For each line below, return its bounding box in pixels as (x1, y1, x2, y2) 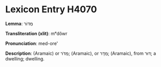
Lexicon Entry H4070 (5, 4, 97, 15)
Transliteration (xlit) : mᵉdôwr (5, 30, 67, 36)
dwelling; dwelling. (5, 55, 45, 62)
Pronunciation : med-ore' (5, 40, 58, 47)
